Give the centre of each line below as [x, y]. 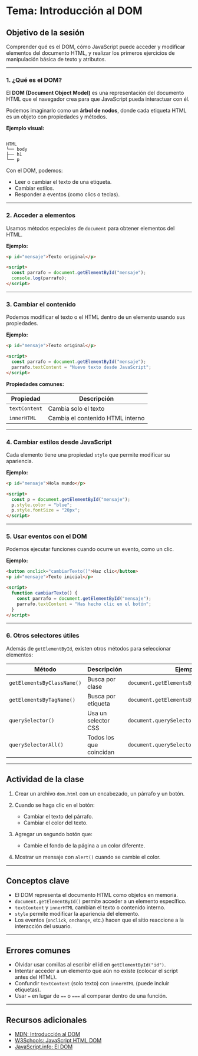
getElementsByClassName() [45, 683]
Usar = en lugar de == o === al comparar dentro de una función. [91, 996]
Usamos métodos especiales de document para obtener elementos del [90, 228]
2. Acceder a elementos [41, 215]
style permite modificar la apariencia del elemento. [77, 914]
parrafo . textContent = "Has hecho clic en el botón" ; [84, 604]
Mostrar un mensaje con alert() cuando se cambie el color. [88, 857]
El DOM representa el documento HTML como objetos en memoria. [96, 895]
